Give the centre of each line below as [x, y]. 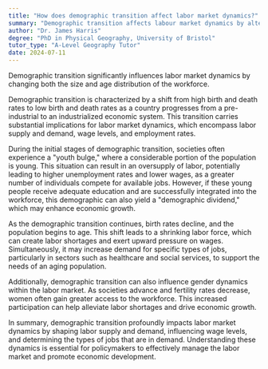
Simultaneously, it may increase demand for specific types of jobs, [118, 249]
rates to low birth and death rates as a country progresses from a [115, 108]
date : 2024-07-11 [37, 53]
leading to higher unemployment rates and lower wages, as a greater [122, 174]
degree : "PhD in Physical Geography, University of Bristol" [112, 38]
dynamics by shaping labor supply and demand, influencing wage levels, [128, 331]
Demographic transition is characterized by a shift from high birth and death [133, 99]
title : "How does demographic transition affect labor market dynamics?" [134, 16]
